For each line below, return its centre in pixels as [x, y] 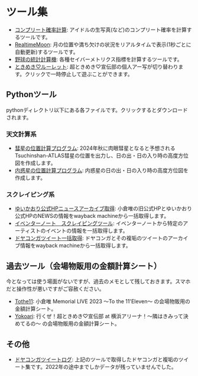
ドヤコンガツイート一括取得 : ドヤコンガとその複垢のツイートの [91, 238]
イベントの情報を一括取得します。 [87, 231]
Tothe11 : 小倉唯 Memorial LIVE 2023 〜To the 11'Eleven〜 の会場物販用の [103, 301]
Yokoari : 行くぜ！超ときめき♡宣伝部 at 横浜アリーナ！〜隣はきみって [99, 316]
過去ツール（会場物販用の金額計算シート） [84, 266]
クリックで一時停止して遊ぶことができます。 [79, 74]
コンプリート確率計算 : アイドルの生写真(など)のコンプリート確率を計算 [101, 30]
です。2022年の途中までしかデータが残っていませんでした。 [104, 367]
